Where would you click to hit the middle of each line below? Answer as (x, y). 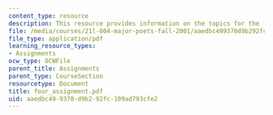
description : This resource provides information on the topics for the (134, 23)
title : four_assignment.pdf (56, 91)
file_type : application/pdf (56, 38)
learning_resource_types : (52, 46)
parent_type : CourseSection (56, 76)
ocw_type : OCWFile (39, 62)
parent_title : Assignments (54, 69)
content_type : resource (49, 16)
